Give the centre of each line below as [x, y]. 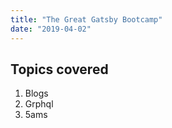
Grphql [39, 104]
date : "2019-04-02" [51, 29]
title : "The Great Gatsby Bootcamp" [86, 19]
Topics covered [59, 69]
